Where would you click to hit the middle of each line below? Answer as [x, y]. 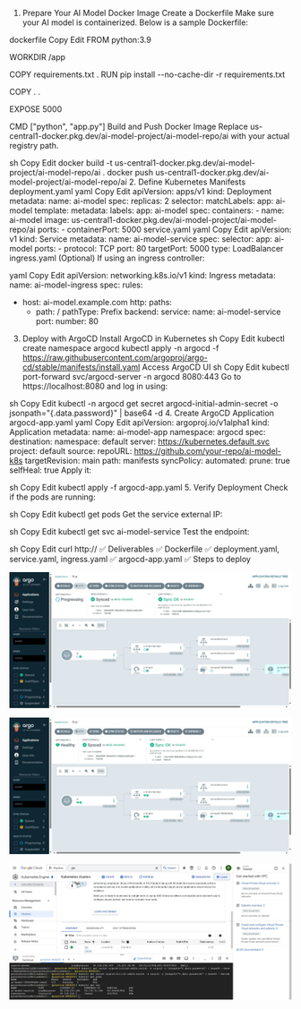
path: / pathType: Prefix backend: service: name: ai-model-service [158, 312]
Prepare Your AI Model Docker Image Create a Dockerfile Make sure [148, 13]
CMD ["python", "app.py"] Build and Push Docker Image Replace [129, 126]
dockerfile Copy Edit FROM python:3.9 [81, 40]
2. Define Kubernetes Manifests [187, 182]
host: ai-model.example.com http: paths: [97, 302]
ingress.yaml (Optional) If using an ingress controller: [107, 258]
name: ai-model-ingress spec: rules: [76, 285]
